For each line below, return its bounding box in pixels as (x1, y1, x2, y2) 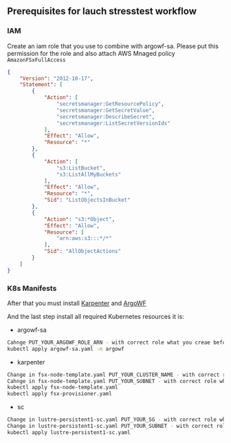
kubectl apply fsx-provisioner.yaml (7, 391, 112, 398)
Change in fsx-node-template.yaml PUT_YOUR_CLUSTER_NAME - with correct (7, 371, 220, 378)
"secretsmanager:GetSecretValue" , (56, 107, 155, 114)
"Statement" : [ (19, 81, 63, 88)
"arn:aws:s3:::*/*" (56, 235, 112, 242)
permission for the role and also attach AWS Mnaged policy (7, 49, 175, 57)
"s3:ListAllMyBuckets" (56, 171, 122, 178)
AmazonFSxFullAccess (7, 56, 67, 63)
